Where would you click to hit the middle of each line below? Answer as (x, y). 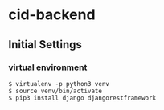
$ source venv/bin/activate (55, 91)
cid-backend (52, 15)
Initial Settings (45, 45)
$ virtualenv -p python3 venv (59, 84)
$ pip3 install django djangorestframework (82, 98)
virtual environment (48, 67)
